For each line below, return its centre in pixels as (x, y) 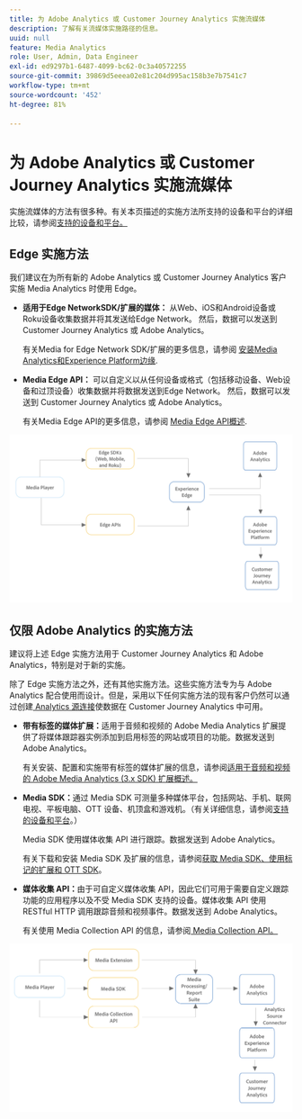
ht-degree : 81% (38, 104)
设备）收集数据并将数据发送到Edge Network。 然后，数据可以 (168, 391)
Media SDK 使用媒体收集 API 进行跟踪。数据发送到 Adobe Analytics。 (151, 839)
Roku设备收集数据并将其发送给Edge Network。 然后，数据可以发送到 (150, 319)
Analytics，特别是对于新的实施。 (70, 665)
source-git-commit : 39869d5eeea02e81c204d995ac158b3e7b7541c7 (128, 77)
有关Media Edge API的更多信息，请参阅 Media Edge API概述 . (134, 421)
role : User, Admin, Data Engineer (74, 57)
